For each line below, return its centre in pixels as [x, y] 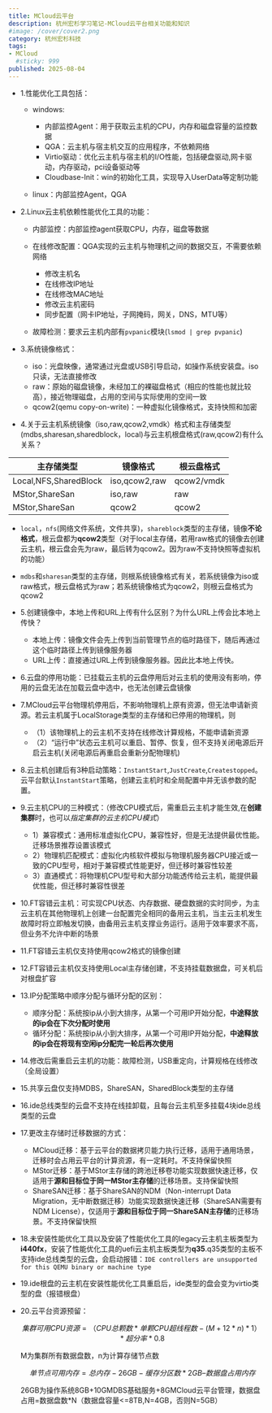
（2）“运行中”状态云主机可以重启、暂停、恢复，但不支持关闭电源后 [145, 742]
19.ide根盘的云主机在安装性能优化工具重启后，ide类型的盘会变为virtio [136, 1283]
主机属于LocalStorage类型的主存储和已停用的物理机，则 [142, 715]
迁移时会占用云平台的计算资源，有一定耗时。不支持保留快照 [132, 1160]
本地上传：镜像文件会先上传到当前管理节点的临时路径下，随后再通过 [146, 639]
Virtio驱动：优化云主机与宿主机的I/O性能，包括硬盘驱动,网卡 [145, 156]
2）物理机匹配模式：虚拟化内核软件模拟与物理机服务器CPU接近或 [142, 855]
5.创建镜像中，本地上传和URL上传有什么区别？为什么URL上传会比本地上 [140, 612]
